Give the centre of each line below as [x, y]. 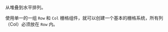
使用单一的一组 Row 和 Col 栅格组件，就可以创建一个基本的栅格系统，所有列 [84, 18]
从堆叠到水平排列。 [26, 7]
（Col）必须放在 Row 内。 [31, 24]
